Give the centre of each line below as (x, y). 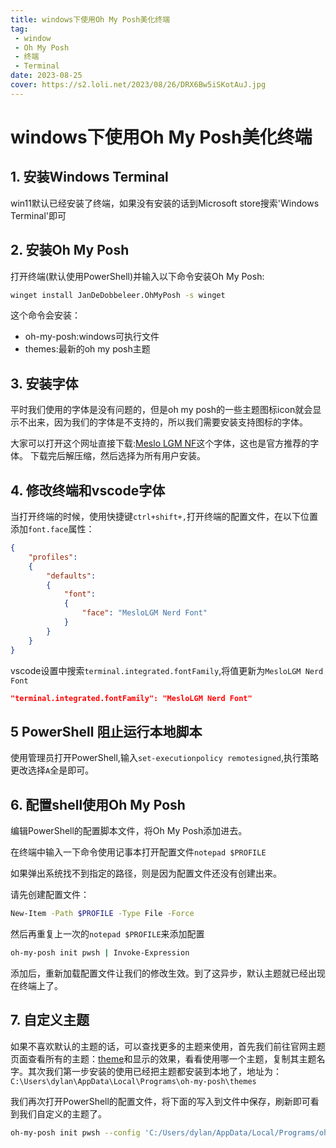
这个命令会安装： (45, 315)
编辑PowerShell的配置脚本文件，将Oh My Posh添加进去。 (129, 831)
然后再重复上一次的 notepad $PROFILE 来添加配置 (107, 933)
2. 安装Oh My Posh (70, 250)
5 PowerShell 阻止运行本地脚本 (106, 731)
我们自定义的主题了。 (62, 1113)
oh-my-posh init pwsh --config (75, 1132)
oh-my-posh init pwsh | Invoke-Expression (100, 952)
